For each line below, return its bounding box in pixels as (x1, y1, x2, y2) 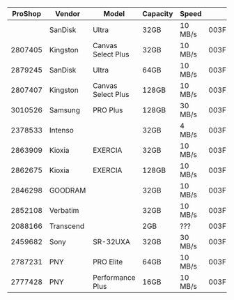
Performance (93, 273, 136, 282)
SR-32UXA (93, 237, 130, 246)
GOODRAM (49, 186, 86, 195)
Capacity (142, 9, 173, 18)
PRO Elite (93, 257, 123, 267)
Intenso (49, 126, 75, 135)
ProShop (11, 9, 42, 18)
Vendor (55, 9, 80, 18)
